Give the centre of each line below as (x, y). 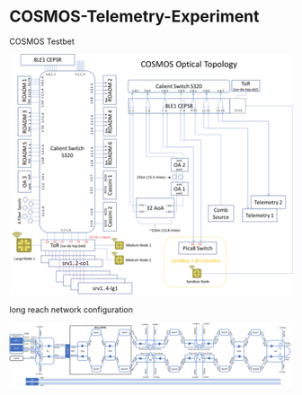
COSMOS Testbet (42, 41)
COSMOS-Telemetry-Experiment (134, 17)
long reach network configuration (71, 310)
